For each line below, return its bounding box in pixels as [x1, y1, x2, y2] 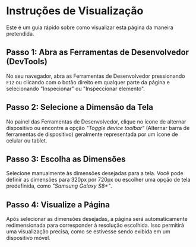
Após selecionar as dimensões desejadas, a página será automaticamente [6, 216, 188, 223]
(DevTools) [6, 56, 48, 66]
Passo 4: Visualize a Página [6, 199, 110, 210]
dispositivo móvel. [6, 235, 50, 242]
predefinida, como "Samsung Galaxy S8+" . [6, 182, 112, 189]
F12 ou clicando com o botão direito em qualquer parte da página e [6, 78, 170, 85]
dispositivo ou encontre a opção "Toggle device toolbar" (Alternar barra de [6, 124, 190, 131]
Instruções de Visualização [6, 4, 144, 18]
